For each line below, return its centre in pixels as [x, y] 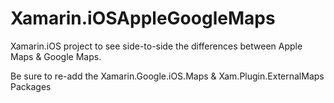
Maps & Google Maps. [56, 56]
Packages [31, 86]
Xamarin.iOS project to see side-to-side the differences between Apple [156, 46]
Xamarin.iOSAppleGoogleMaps [143, 18]
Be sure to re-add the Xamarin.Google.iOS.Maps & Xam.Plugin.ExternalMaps [167, 76]
